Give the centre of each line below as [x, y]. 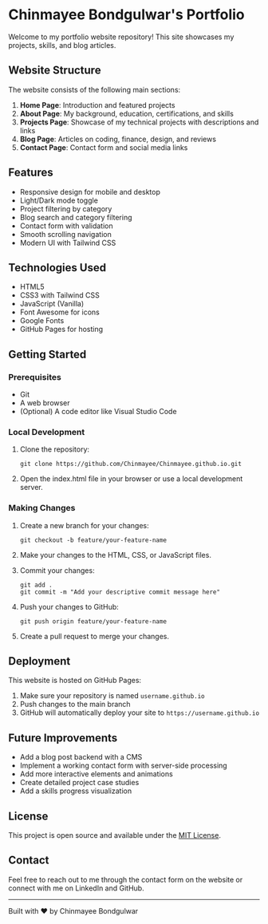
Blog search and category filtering [76, 217]
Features [31, 173]
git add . [36, 585]
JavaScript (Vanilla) [52, 304]
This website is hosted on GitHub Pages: [75, 681]
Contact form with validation [66, 226]
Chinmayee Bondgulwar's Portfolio [126, 15]
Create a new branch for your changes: [84, 525]
